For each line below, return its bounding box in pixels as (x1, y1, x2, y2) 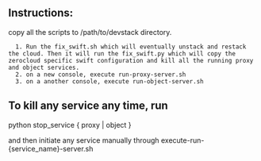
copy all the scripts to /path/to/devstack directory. (8, 27, 172, 36)
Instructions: (8, 6, 74, 20)
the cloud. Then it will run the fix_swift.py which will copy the (8, 49, 236, 58)
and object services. (8, 63, 80, 71)
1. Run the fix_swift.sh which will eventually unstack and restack (15, 43, 247, 51)
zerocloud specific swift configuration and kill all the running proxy (8, 56, 254, 64)
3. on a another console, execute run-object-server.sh (15, 77, 204, 86)
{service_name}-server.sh (8, 144, 94, 153)
